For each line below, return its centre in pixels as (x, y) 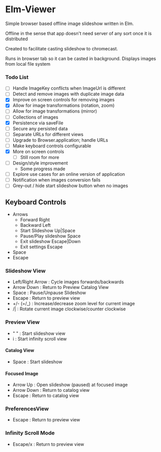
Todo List (17, 77)
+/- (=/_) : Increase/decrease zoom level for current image (74, 304)
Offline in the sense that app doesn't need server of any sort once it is (78, 33)
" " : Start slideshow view (39, 333)
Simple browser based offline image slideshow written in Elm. (70, 23)
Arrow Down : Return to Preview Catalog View (61, 287)
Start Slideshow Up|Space (48, 231)
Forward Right (35, 220)
